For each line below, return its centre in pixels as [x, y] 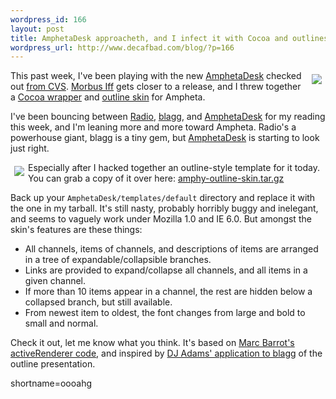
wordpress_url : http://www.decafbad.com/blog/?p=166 [122, 47]
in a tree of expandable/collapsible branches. [118, 260]
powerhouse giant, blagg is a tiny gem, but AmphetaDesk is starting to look [165, 138]
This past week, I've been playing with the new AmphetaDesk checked [156, 76]
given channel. [55, 281]
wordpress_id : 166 [48, 19]
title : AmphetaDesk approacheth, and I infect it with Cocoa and [149, 38]
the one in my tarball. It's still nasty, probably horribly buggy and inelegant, [164, 208]
